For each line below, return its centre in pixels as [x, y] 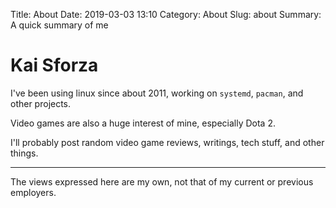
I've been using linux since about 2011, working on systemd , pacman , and [157, 93]
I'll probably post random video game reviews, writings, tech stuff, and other [167, 142]
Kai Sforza [54, 65]
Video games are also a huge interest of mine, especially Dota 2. [143, 123]
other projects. [41, 103]
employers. [33, 192]
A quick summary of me [59, 25]
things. [24, 153]
